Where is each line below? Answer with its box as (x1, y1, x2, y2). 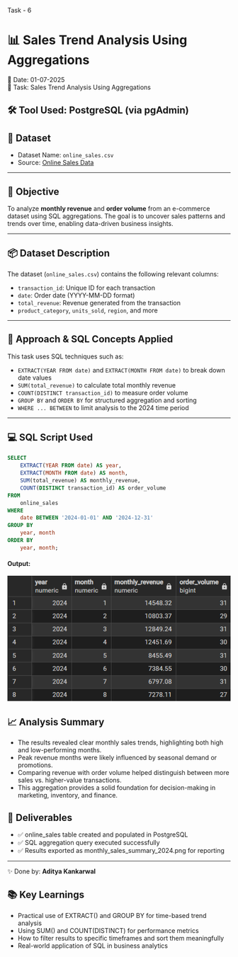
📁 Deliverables (7, 811, 73, 824)
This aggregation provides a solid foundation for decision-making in (17, 783, 216, 792)
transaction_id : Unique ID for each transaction (17, 283, 156, 292)
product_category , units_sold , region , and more (17, 306, 158, 315)
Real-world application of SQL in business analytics (17, 941, 169, 950)
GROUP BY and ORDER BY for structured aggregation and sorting (17, 396, 197, 404)
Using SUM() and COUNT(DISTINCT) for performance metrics (17, 926, 200, 934)
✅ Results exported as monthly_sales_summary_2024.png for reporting (17, 846, 225, 854)
